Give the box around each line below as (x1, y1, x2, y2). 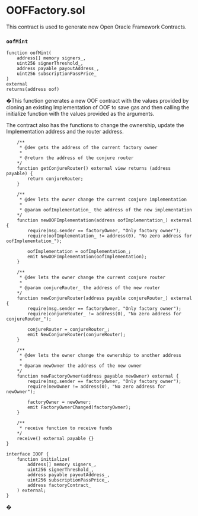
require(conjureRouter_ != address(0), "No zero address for (27, 311, 182, 317)
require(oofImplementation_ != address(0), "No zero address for (27, 233, 193, 239)
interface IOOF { (6, 451, 49, 457)
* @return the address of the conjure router (19, 155, 134, 161)
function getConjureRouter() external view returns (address (17, 166, 171, 172)
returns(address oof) (6, 87, 60, 93)
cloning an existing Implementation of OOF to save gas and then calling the (6, 104, 190, 111)
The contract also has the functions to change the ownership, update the (6, 122, 184, 129)
